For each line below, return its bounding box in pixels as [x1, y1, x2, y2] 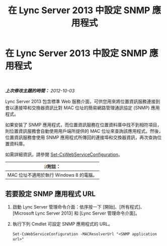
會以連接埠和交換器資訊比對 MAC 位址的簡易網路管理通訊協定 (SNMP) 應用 [5, 105, 160, 111]
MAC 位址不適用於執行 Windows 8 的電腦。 [7, 172, 98, 178]
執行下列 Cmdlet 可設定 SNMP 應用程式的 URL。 [12, 221, 113, 227]
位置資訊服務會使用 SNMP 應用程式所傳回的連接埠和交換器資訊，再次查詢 [5, 134, 157, 140]
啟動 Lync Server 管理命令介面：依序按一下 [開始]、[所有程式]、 [12, 204, 145, 210]
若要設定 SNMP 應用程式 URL [5, 189, 96, 198]
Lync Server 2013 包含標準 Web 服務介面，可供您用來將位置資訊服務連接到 [5, 98, 160, 104]
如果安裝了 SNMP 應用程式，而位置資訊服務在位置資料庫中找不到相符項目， [5, 122, 162, 128]
